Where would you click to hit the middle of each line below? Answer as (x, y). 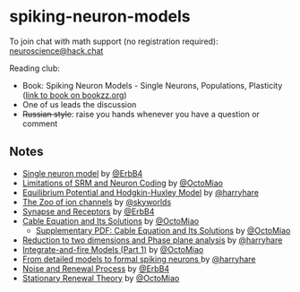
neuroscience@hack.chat (56, 50)
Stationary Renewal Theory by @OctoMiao (101, 278)
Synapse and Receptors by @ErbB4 (88, 211)
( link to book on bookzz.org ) (74, 95)
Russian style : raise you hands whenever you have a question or (141, 114)
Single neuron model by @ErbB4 (82, 173)
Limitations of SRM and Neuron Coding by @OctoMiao (123, 183)
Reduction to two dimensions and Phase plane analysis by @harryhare (152, 240)
